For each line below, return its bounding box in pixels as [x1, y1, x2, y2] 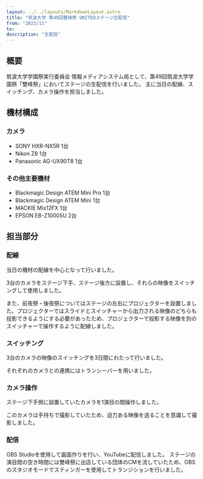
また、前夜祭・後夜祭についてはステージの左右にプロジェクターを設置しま [6, 299, 192, 307]
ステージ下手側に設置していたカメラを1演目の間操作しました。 [6, 399, 162, 406]
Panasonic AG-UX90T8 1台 [15, 157, 83, 165]
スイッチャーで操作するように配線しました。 [6, 322, 118, 329]
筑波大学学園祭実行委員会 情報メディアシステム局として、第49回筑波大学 [6, 72, 189, 80]
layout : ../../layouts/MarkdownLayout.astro [6, 9, 121, 15]
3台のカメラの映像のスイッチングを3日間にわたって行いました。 [6, 354, 167, 361]
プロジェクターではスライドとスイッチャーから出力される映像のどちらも [16, 307, 197, 314]
